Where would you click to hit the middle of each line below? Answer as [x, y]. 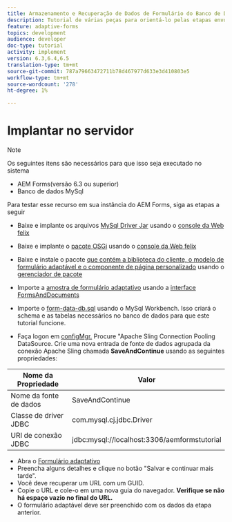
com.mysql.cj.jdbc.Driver [113, 420]
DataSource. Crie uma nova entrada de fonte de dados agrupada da [114, 344]
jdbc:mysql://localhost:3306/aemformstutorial [147, 440]
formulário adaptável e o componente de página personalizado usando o [120, 267]
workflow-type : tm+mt [38, 78]
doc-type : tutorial [35, 46]
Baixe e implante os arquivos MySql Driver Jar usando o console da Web [120, 226]
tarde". [27, 476]
